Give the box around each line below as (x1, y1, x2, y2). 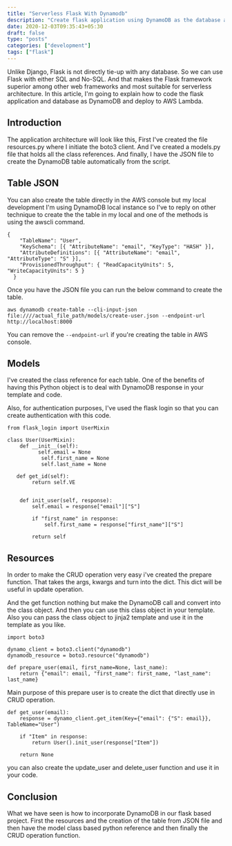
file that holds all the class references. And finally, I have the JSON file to (7, 150, 214, 158)
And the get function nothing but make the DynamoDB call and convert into (7, 599, 221, 607)
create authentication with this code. (7, 412, 112, 420)
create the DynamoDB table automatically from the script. (7, 157, 171, 166)
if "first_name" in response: (32, 515, 119, 522)
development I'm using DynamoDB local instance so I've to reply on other (7, 203, 216, 211)
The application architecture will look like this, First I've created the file (7, 135, 209, 144)
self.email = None (37, 449, 91, 456)
